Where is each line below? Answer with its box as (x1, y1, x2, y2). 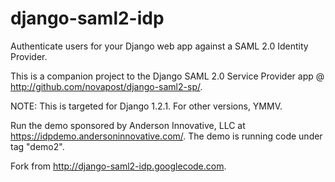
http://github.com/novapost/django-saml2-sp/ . (10, 80, 203, 92)
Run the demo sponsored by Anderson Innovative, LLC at (10, 119, 246, 131)
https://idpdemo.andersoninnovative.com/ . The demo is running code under (10, 130, 323, 142)
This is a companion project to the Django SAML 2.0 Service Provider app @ (10, 70, 325, 82)
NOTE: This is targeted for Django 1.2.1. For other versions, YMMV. (10, 100, 283, 112)
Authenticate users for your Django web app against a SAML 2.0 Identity (10, 40, 309, 52)
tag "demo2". (10, 140, 65, 152)
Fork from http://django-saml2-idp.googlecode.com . (10, 160, 227, 172)
